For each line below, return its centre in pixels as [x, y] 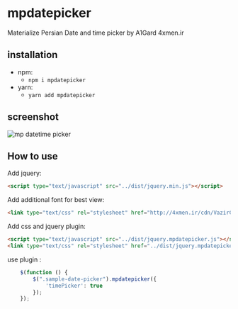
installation [33, 55]
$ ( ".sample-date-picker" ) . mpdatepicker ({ [95, 279]
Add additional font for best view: [56, 200]
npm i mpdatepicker [57, 80]
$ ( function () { [44, 272]
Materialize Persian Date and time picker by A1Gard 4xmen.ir [96, 33]
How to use [33, 156]
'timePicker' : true [74, 286]
